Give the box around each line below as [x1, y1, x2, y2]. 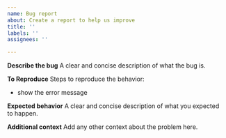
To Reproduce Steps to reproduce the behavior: [7, 75, 145, 84]
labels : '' [7, 29, 39, 37]
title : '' [7, 23, 36, 30]
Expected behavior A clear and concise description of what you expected [7, 102, 220, 110]
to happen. [7, 109, 38, 118]
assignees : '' [7, 36, 49, 43]
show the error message [17, 89, 88, 97]
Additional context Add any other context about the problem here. [7, 123, 198, 131]
